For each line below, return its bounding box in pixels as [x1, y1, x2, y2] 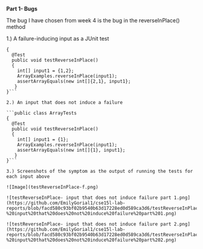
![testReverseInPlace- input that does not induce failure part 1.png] [6, 195, 190, 201]
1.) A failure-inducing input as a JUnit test [6, 35, 109, 42]
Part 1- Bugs [6, 5, 38, 12]
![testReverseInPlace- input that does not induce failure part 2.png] [6, 221, 190, 227]
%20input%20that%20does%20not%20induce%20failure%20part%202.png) [6, 237, 177, 243]
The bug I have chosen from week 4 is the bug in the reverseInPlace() [6, 17, 180, 24]
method [6, 24, 26, 30]
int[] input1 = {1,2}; [17, 68, 74, 74]
